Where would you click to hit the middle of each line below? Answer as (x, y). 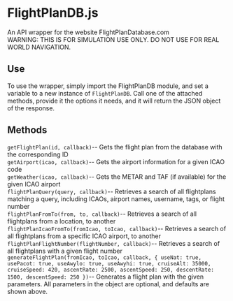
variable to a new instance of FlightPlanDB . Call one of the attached (105, 93)
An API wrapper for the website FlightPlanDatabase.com (89, 32)
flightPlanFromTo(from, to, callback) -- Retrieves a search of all (102, 214)
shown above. (27, 291)
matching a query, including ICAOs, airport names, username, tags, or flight (116, 199)
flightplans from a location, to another (62, 221)
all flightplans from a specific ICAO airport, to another (84, 236)
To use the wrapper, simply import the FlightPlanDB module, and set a (108, 86)
